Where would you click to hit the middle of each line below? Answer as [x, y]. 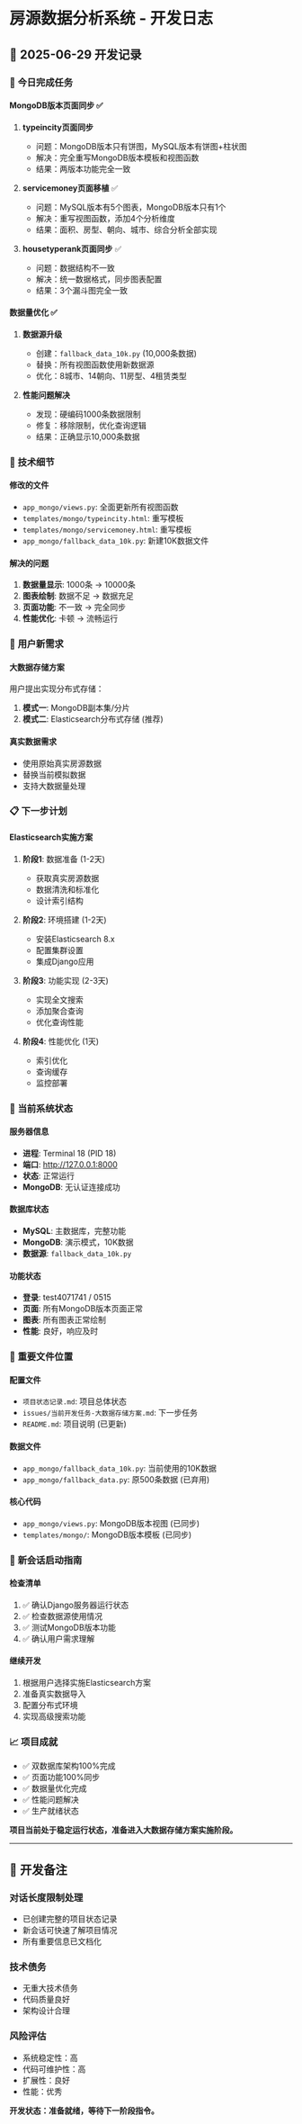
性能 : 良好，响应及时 [60, 1331]
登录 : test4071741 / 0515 [67, 1298]
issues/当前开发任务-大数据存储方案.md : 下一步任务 [110, 1413]
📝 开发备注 [38, 1870]
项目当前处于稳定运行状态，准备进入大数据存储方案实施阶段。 [124, 1830]
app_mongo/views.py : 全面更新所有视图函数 [100, 507]
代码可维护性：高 [54, 2069]
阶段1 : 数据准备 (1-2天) [64, 859]
